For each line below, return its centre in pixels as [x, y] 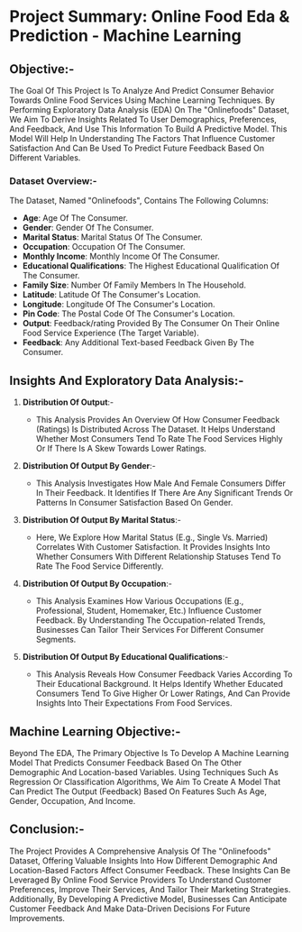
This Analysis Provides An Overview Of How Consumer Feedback [158, 420]
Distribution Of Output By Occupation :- [97, 584]
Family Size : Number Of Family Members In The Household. [134, 285]
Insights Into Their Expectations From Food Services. [134, 703]
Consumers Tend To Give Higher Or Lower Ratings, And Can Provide [163, 694]
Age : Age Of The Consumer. [75, 218]
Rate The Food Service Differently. [100, 566]
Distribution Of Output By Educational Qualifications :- [125, 657]
